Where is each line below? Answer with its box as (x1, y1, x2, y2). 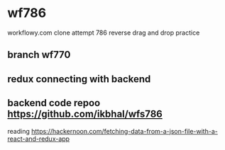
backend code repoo (7, 97, 101, 109)
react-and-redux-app (7, 134, 70, 143)
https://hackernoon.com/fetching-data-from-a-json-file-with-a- (31, 127, 218, 135)
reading (7, 127, 31, 135)
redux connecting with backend (7, 73, 151, 85)
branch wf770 (7, 49, 71, 61)
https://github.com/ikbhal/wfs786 (7, 108, 163, 120)
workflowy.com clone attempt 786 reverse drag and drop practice (7, 28, 200, 37)
